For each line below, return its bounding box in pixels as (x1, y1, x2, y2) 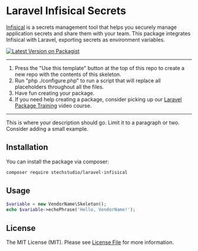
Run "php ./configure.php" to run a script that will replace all (14, 77, 161, 84)
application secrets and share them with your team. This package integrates (6, 29, 191, 37)
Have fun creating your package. (14, 90, 95, 97)
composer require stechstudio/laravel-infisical (6, 169, 128, 175)
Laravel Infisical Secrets (6, 4, 127, 18)
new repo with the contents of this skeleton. (14, 71, 122, 78)
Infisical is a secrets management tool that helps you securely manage (6, 24, 177, 31)
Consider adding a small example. (6, 125, 88, 132)
